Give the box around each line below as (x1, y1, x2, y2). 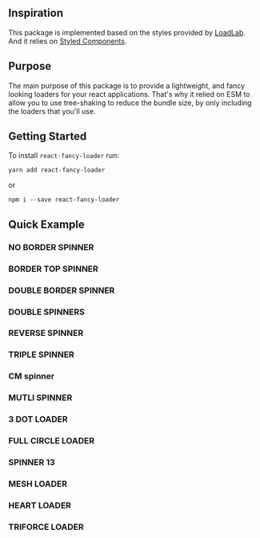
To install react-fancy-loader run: (8, 151, 120, 160)
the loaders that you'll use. (8, 106, 96, 115)
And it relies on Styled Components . (8, 36, 127, 46)
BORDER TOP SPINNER (8, 263, 98, 274)
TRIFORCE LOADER (8, 521, 84, 532)
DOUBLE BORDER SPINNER (8, 285, 115, 296)
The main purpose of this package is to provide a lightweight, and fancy (8, 80, 246, 91)
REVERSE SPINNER (8, 328, 84, 339)
